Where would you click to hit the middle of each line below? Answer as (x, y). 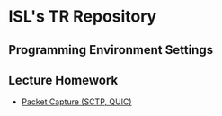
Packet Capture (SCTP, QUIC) (76, 102)
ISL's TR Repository (83, 17)
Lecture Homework (63, 80)
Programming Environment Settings (111, 50)
